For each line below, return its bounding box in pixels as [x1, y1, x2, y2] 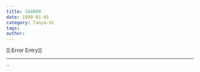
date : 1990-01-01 [6, 14, 49, 20]
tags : [6, 25, 20, 31]
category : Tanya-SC [6, 19, 55, 25]
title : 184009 [6, 8, 42, 15]
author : [6, 31, 26, 37]
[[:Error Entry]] [6, 47, 42, 54]
